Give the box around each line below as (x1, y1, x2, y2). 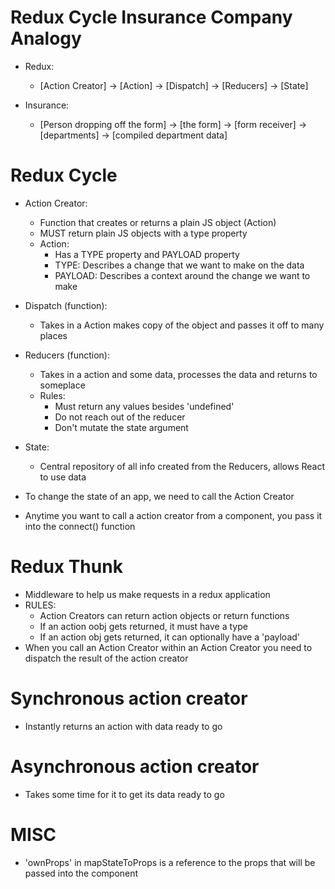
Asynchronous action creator (10, 755, 260, 778)
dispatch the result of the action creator (24, 652, 189, 664)
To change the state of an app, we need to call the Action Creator (24, 490, 295, 502)
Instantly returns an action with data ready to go (24, 720, 223, 732)
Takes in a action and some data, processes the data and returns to (39, 368, 318, 380)
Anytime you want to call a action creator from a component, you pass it (24, 509, 323, 521)
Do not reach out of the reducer (54, 411, 186, 423)
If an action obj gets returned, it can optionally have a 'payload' (39, 631, 301, 643)
